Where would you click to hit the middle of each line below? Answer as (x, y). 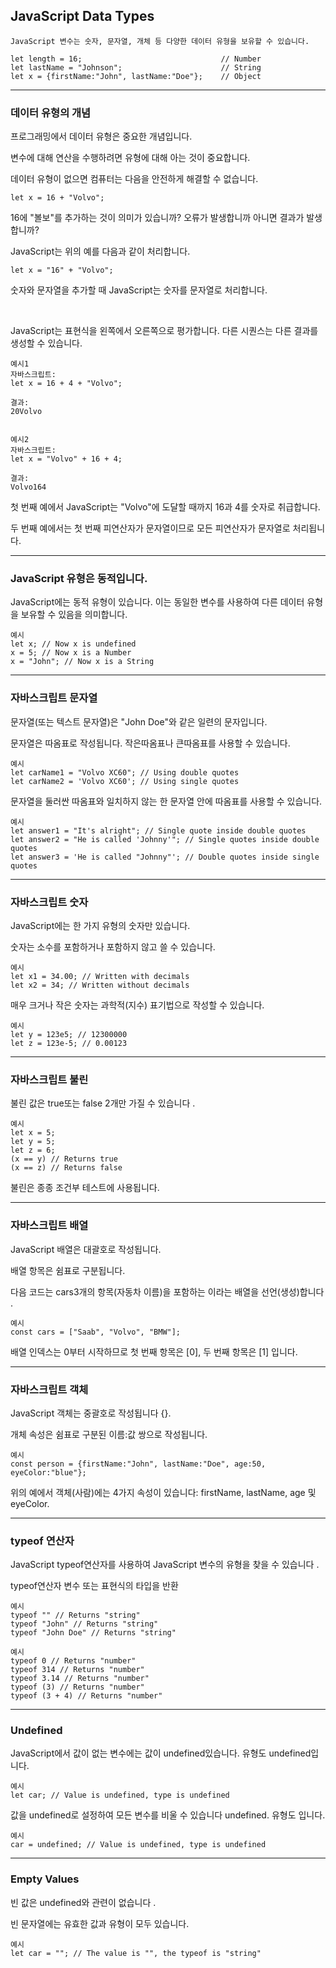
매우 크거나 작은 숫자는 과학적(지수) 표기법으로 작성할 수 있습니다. (137, 1005)
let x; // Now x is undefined (73, 644)
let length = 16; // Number (136, 59)
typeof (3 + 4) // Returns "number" (86, 1696)
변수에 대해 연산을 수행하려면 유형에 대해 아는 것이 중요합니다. (130, 158)
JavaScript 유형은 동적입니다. (79, 579)
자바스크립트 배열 (49, 1226)
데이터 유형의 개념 (51, 112)
